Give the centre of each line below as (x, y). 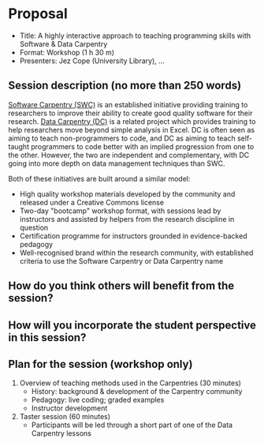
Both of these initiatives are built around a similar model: (99, 178)
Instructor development (69, 408)
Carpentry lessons (61, 433)
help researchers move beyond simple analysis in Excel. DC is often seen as (131, 129)
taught (19, 146)
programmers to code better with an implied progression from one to (143, 146)
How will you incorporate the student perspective (132, 325)
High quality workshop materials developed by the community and (127, 193)
